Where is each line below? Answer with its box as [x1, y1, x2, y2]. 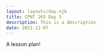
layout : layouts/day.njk [6, 8, 67, 15]
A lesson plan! [6, 41, 41, 48]
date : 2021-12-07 [6, 24, 49, 31]
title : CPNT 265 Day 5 [6, 14, 62, 20]
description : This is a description [6, 19, 96, 25]
